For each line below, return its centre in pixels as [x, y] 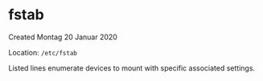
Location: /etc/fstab [43, 52]
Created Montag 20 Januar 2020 [63, 37]
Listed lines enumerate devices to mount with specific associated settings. [132, 68]
